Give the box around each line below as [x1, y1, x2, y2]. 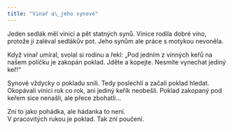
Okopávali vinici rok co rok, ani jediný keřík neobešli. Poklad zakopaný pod [7, 86, 223, 94]
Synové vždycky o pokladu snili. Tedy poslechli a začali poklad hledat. [7, 78, 210, 87]
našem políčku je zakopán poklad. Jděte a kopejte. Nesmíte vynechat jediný [7, 57, 226, 66]
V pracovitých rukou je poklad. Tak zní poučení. [7, 115, 145, 123]
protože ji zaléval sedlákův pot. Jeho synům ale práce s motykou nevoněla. [7, 36, 224, 45]
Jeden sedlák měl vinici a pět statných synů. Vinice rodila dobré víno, [7, 29, 207, 38]
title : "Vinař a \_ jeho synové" [7, 10, 99, 17]
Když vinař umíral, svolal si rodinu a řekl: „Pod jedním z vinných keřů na [7, 50, 213, 59]
